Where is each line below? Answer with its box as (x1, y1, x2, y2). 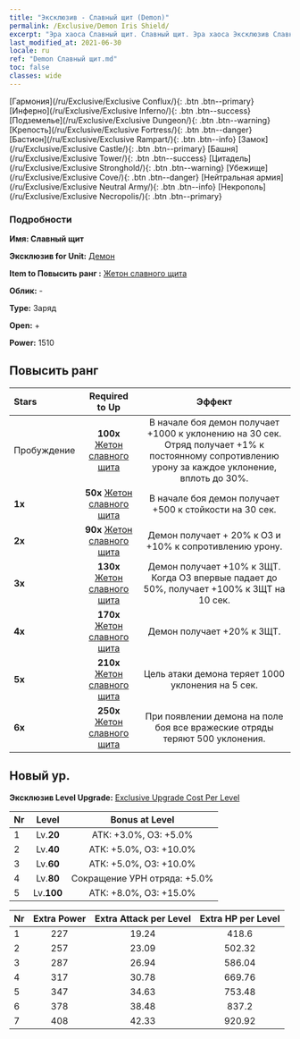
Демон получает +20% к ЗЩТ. (147, 625, 281, 638)
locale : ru (9, 46, 50, 55)
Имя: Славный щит (9, 233, 85, 244)
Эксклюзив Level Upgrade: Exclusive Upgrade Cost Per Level (9, 792, 240, 803)
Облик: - (9, 285, 43, 296)
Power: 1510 (9, 337, 55, 349)
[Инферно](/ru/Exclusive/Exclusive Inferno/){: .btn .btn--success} (9, 105, 252, 116)
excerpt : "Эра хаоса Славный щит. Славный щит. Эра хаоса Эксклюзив (9, 30, 270, 38)
